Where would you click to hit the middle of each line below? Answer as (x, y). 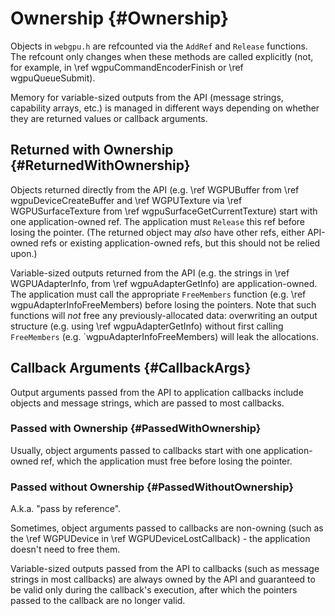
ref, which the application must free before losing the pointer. (166, 461)
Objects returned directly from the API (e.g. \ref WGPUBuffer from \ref (155, 189)
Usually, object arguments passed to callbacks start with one (136, 450)
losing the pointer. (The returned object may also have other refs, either (157, 232)
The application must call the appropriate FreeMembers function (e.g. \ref (158, 294)
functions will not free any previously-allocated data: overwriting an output (164, 315)
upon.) (24, 253)
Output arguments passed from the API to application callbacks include (157, 392)
